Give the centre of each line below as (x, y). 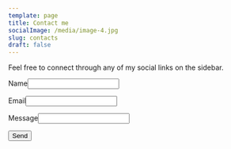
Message (23, 118)
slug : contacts (33, 38)
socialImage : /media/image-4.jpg (63, 30)
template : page (33, 15)
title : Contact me (38, 23)
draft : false (30, 45)
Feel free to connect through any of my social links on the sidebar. (116, 67)
